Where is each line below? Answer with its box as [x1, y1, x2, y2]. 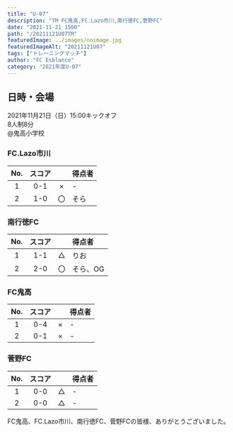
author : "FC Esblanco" [7, 57, 74, 64]
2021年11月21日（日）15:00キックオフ [7, 111, 117, 120]
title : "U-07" [7, 10, 50, 18]
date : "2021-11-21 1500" [7, 23, 81, 31]
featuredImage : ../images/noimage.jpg [7, 37, 122, 44]
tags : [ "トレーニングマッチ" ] [7, 50, 87, 57]
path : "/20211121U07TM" [7, 30, 78, 38]
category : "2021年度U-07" [7, 63, 81, 70]
